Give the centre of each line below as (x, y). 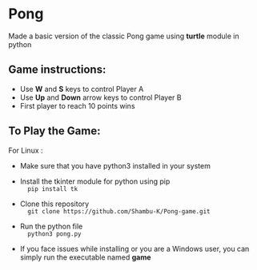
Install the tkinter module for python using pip (95, 181)
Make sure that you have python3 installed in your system (115, 165)
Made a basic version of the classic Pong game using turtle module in (124, 36)
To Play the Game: (54, 131)
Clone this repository (54, 204)
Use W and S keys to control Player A (82, 89)
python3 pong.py (54, 234)
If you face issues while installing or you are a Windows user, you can (135, 248)
